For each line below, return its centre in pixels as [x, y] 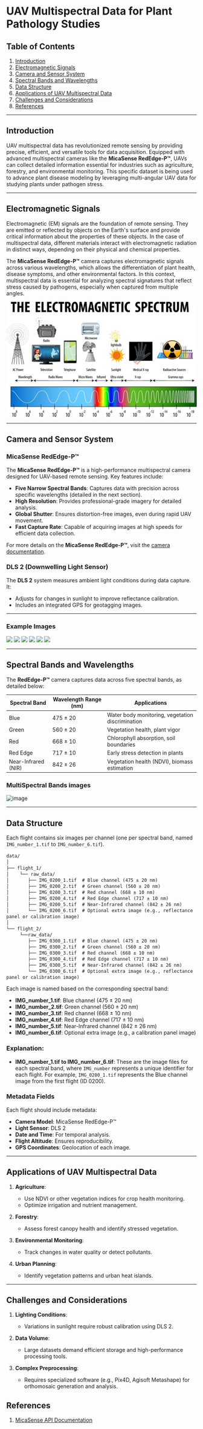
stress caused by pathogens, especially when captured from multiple [92, 287]
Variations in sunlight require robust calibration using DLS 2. [98, 1326]
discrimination [125, 721]
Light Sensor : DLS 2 [40, 1128]
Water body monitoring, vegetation [150, 714]
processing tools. [46, 1356]
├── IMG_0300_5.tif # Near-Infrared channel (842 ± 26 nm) [105, 966]
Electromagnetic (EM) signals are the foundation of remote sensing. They [97, 223]
